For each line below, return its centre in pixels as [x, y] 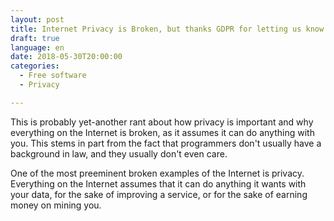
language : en [37, 47]
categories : [35, 66]
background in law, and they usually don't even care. [119, 153]
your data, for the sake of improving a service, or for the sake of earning [159, 194]
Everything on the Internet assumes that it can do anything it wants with [158, 183]
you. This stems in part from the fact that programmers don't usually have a [166, 143]
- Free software [53, 76]
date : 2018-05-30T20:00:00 [66, 57]
